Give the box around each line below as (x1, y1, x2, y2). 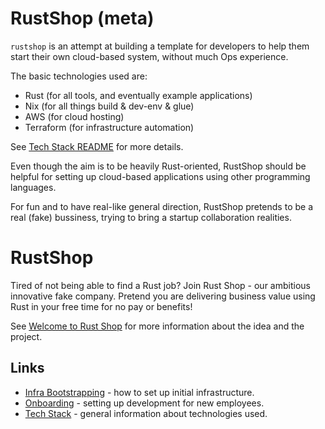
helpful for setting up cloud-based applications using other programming (10, 170, 311, 182)
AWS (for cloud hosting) (24, 110, 125, 122)
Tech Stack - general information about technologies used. (24, 407, 268, 419)
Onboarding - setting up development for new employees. (24, 397, 265, 409)
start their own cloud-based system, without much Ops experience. (10, 50, 289, 62)
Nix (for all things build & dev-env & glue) (24, 100, 195, 112)
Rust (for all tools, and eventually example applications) (24, 89, 253, 101)
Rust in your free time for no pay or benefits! (10, 300, 193, 312)
